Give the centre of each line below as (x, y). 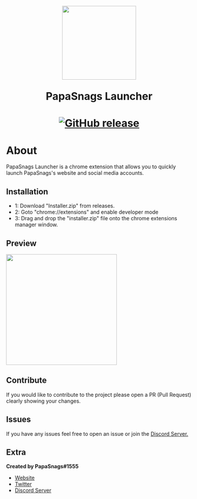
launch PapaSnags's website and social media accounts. (75, 173)
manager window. (36, 225)
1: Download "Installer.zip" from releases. (65, 206)
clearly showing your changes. (43, 401)
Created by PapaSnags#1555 (42, 467)
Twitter (23, 484)
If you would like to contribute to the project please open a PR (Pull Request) (99, 394)
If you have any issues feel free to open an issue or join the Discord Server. (97, 433)
